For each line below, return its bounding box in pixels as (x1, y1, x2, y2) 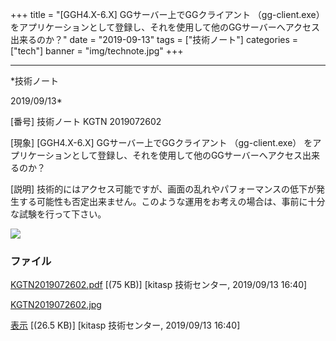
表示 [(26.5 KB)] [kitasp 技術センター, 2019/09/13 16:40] (10, 319, 241, 332)
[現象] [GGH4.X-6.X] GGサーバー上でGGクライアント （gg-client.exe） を (10, 137, 313, 148)
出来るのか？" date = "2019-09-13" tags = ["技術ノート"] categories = (10, 34, 299, 45)
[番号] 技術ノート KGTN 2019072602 (10, 116, 162, 127)
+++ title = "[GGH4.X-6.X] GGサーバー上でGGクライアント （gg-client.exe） (10, 9, 325, 20)
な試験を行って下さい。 (10, 208, 107, 220)
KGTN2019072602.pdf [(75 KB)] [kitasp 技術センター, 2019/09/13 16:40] (10, 279, 308, 291)
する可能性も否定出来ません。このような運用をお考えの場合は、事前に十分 (18, 196, 326, 207)
